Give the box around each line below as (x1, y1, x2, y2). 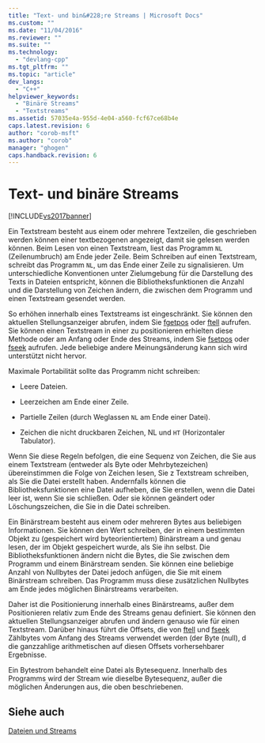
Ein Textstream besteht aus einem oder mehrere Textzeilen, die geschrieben (8, 227, 257, 236)
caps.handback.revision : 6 (8, 151, 97, 159)
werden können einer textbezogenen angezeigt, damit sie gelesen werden (8, 235, 250, 245)
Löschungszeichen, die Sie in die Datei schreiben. (8, 502, 171, 511)
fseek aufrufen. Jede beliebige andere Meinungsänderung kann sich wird (8, 343, 248, 353)
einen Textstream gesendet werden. (8, 294, 126, 304)
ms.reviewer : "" (8, 33, 62, 42)
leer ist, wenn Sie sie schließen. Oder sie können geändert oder (8, 493, 215, 503)
